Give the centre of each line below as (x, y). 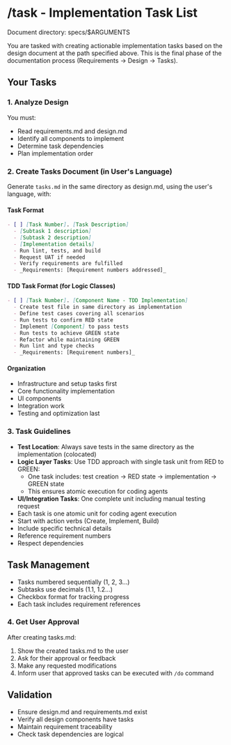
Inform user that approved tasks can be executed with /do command (115, 673)
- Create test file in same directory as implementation (98, 307)
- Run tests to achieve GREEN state (66, 333)
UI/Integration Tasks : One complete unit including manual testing (111, 498)
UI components (39, 398)
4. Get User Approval (43, 622)
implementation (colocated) (57, 454)
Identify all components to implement (71, 138)
